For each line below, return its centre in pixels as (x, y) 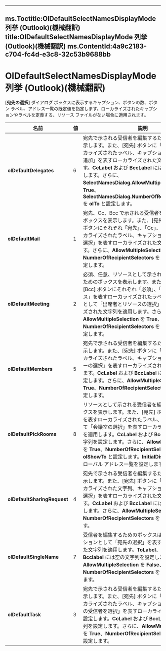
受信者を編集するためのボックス (120, 535)
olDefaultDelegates (31, 171)
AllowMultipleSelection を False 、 (124, 565)
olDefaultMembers (30, 369)
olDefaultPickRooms (32, 434)
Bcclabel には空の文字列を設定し (121, 557)
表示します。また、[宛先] (126, 412)
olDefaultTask (24, 615)
